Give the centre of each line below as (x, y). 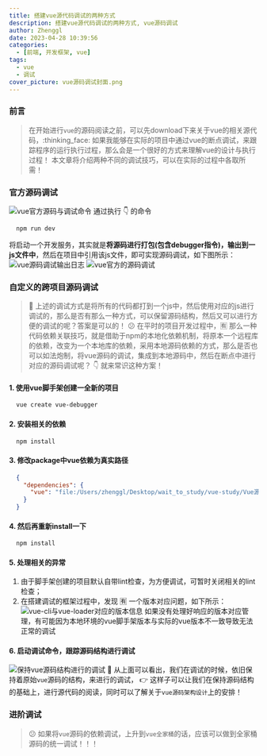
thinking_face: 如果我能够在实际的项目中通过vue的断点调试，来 (147, 140)
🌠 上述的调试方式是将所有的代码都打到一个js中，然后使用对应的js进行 (141, 306)
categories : (29, 45)
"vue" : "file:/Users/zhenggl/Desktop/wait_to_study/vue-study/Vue (142, 492)
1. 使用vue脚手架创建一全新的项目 (64, 388)
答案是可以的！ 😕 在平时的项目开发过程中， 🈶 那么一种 (167, 326)
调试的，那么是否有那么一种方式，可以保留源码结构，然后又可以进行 (139, 316)
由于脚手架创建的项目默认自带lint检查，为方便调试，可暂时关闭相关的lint (138, 581)
